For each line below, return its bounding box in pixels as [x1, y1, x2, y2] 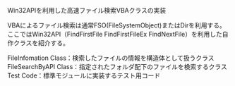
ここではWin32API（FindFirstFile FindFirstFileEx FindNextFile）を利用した [7, 30, 222, 38]
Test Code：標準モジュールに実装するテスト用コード [7, 71, 161, 80]
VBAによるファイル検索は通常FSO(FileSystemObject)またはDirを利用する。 [7, 21, 226, 30]
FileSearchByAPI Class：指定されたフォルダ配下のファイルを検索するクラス [7, 63, 228, 70]
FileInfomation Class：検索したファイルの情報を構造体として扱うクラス [7, 54, 215, 62]
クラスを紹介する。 [13, 39, 69, 47]
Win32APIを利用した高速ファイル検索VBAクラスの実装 [7, 6, 167, 14]
